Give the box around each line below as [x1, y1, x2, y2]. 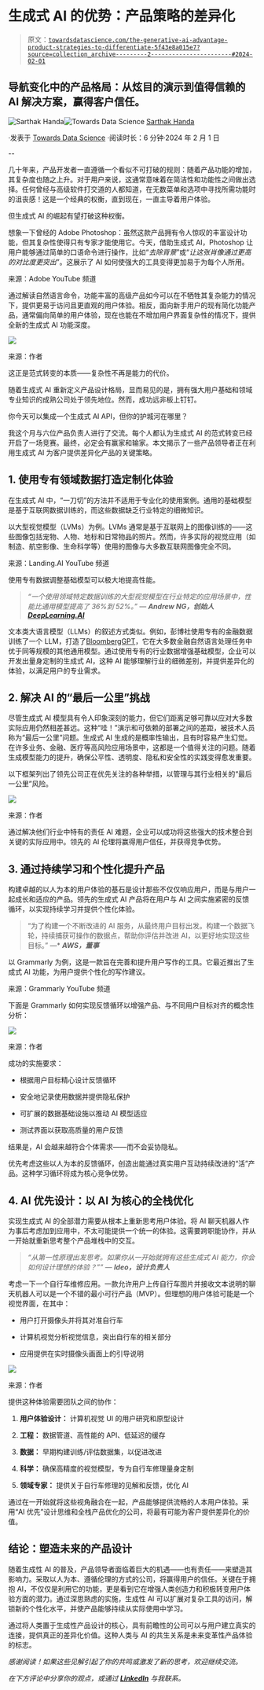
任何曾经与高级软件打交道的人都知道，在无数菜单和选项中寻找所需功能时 [21, 184, 256, 193]
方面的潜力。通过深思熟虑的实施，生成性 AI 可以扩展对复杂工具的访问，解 [14, 1593, 253, 1604]
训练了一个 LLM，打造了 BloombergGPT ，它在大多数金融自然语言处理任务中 [8, 636, 253, 645]
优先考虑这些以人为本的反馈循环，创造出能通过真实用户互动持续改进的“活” [8, 1159, 249, 1168]
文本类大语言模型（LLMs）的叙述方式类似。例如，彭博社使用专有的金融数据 [8, 626, 253, 636]
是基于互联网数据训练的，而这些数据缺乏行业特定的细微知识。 [8, 505, 208, 515]
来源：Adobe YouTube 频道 [8, 274, 97, 283]
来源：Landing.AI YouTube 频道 [8, 558, 110, 568]
